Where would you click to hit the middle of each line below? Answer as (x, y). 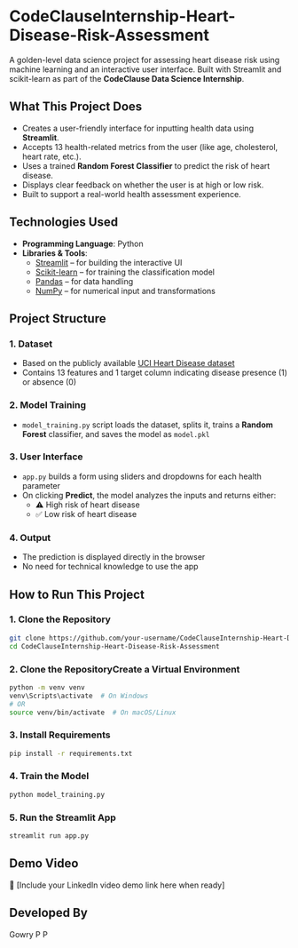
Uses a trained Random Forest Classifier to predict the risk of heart (146, 165)
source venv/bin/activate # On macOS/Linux (93, 713)
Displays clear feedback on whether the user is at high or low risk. (143, 185)
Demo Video (44, 864)
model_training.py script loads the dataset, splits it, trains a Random (147, 425)
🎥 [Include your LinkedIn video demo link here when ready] (117, 885)
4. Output (30, 538)
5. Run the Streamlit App (63, 817)
